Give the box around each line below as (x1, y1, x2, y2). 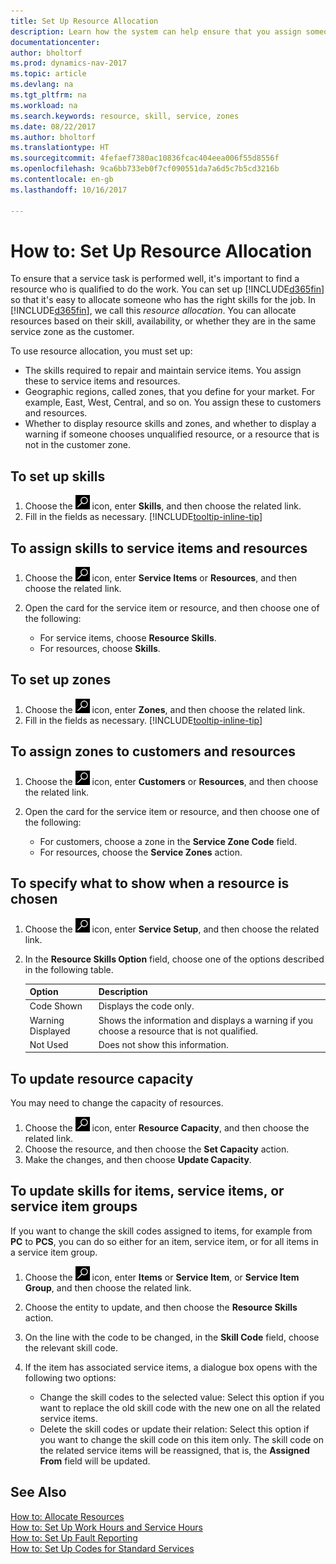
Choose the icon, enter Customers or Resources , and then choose (24, 775, 319, 787)
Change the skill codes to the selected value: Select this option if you (39, 1391, 325, 1403)
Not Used (29, 1038, 69, 1050)
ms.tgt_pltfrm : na (10, 90, 87, 100)
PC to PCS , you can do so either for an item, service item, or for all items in (10, 1235, 319, 1247)
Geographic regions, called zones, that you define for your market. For (24, 386, 316, 398)
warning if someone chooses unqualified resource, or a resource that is (24, 428, 320, 440)
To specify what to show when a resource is (10, 875, 290, 892)
